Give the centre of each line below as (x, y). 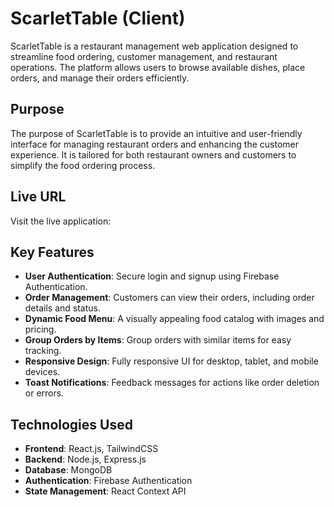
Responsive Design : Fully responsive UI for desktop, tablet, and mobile (171, 361)
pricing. (40, 329)
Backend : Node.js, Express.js (85, 459)
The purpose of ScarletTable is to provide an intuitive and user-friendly (156, 133)
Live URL (38, 197)
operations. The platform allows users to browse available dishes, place (158, 67)
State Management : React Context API (105, 491)
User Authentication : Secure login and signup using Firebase (152, 276)
